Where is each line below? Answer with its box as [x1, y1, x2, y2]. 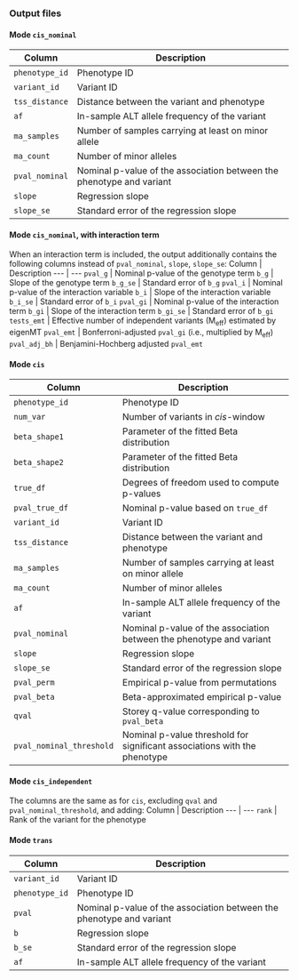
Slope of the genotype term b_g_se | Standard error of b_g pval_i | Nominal [9, 277, 284, 288]
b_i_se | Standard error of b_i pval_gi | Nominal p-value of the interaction [9, 296, 279, 307]
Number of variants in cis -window [122, 411, 266, 423]
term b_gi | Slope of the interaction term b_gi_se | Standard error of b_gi [9, 306, 274, 317]
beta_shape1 [13, 432, 65, 442]
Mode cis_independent [9, 775, 93, 786]
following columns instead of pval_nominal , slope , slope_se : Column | [9, 259, 263, 269]
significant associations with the [122, 740, 256, 752]
